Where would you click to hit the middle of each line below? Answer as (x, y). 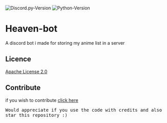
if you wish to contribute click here (42, 100)
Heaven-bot (32, 29)
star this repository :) (36, 115)
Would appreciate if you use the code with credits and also (84, 110)
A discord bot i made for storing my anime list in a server (65, 43)
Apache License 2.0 (26, 72)
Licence (18, 59)
